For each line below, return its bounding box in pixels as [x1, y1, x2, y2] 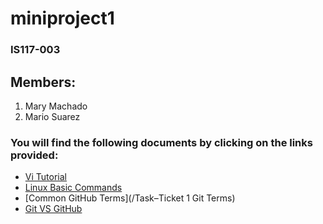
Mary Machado [24, 100, 88, 112]
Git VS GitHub [24, 203, 83, 215]
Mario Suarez [24, 110, 81, 122]
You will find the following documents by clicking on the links [10, 135, 313, 149]
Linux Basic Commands [24, 182, 123, 194]
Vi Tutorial [24, 171, 67, 183]
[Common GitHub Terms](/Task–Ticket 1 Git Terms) [24, 192, 236, 204]
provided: [10, 148, 59, 162]
